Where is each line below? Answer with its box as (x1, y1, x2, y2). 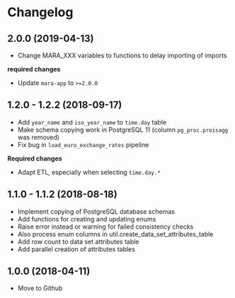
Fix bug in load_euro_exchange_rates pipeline (17, 140, 149, 149)
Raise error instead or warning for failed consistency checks (17, 222, 194, 231)
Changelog (7, 4, 74, 21)
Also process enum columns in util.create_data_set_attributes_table (17, 229, 214, 238)
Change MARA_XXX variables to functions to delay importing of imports (17, 51, 228, 59)
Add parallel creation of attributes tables (17, 245, 136, 253)
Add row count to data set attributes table (17, 237, 139, 246)
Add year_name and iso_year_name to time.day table (17, 118, 167, 126)
